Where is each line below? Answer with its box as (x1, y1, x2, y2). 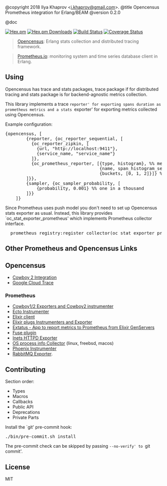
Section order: (5, 379, 35, 385)
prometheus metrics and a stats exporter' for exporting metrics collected (5, 106, 158, 112)
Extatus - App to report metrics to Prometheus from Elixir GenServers (12, 324, 155, 330)
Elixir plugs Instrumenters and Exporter (12, 319, 92, 325)
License (5, 463, 30, 471)
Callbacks (12, 399, 33, 405)
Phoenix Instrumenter (12, 345, 57, 352)
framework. (17, 44, 41, 49)
